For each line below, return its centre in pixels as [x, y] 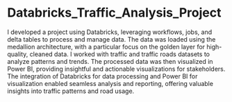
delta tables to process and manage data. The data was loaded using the [111, 39]
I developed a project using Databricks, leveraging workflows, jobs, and [110, 32]
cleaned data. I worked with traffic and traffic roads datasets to [120, 54]
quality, [18, 54]
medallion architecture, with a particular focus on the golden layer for [106, 46]
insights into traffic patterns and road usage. [71, 91]
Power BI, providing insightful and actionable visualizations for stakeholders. [116, 69]
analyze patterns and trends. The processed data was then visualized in [110, 61]
